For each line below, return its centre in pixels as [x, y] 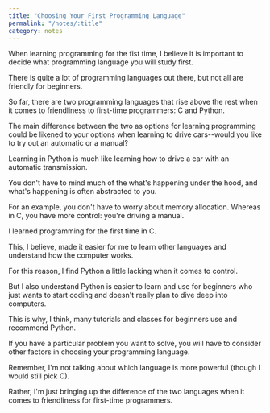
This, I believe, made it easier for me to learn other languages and [118, 247]
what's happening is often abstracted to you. [83, 192]
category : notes [35, 31]
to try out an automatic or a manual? [69, 143]
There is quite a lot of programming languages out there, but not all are [126, 78]
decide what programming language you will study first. [101, 62]
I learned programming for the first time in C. [83, 231]
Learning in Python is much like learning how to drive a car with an [119, 159]
